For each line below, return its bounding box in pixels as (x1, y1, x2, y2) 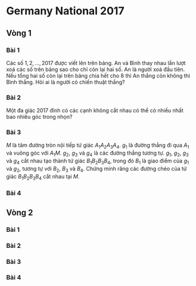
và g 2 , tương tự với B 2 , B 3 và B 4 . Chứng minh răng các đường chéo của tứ (6, 165, 187, 174)
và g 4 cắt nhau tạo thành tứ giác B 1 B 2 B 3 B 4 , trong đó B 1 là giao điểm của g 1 (6, 157, 189, 165)
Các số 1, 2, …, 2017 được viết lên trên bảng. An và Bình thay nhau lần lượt (6, 59, 186, 66)
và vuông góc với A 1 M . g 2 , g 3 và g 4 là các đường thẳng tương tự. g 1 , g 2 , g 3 (6, 149, 189, 158)
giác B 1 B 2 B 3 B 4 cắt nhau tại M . (6, 173, 80, 182)
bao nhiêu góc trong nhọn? (6, 113, 73, 121)
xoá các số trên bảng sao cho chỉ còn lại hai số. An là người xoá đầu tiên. (6, 66, 185, 73)
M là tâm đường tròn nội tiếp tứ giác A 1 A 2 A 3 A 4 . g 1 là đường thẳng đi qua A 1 (6, 142, 189, 150)
